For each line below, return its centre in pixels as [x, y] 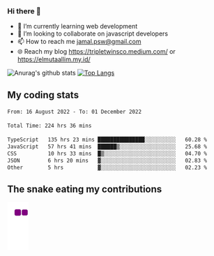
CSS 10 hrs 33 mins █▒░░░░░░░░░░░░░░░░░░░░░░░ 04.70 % [107, 154]
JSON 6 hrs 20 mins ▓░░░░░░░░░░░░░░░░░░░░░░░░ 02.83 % [107, 161]
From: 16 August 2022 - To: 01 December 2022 [74, 112]
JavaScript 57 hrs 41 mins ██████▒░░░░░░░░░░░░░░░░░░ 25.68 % [107, 147]
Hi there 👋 [24, 11]
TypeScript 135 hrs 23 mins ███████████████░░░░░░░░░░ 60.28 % [107, 140]
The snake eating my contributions [85, 189]
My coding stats [43, 95]
